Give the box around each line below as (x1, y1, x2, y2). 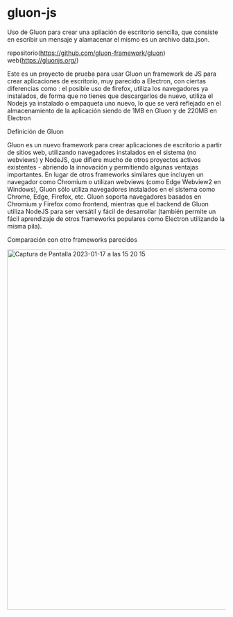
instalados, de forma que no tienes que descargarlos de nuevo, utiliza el (7, 92, 214, 100)
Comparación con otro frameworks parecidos (7, 235, 137, 244)
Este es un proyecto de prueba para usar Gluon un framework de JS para (7, 69, 217, 78)
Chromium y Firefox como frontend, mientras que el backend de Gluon (7, 199, 209, 208)
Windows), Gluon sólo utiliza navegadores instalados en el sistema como (7, 185, 216, 193)
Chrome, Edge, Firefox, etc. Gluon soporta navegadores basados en (7, 192, 202, 201)
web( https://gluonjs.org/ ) (7, 56, 79, 64)
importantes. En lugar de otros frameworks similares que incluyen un (7, 170, 204, 179)
